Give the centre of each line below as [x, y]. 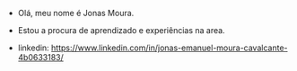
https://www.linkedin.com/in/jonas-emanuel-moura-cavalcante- [169, 48]
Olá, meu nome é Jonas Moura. [76, 13]
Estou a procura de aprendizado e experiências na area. [122, 30]
